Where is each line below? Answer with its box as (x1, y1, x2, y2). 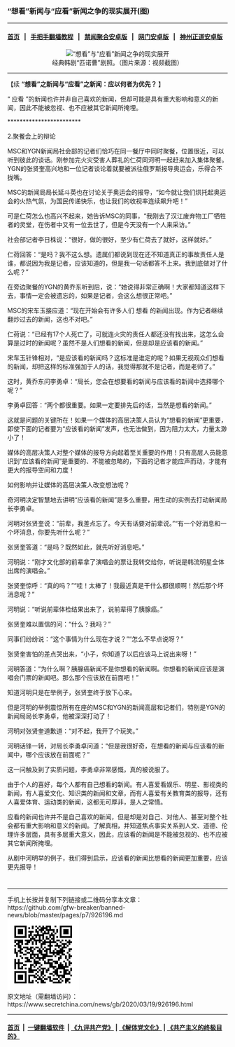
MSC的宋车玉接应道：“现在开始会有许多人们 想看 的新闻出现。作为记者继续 (7, 306, 224, 315)
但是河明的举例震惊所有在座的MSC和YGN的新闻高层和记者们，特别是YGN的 (7, 703, 225, 711)
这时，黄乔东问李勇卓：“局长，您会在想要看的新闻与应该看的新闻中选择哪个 (7, 377, 225, 385)
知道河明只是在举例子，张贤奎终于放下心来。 (7, 688, 136, 697)
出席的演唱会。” (7, 566, 50, 575)
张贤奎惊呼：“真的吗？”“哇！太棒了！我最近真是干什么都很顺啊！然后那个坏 (7, 581, 224, 589)
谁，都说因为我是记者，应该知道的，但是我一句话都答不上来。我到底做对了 (7, 259, 222, 267)
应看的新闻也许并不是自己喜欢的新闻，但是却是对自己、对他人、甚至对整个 (7, 812, 222, 821)
